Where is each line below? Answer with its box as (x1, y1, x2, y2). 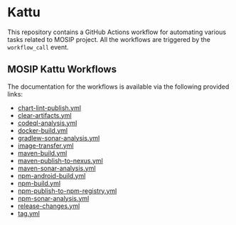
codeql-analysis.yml (17, 119, 77, 127)
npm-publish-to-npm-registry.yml (17, 186, 117, 195)
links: (7, 89, 23, 98)
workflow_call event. (7, 43, 69, 51)
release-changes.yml (17, 202, 80, 210)
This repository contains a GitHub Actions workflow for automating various (7, 28, 226, 36)
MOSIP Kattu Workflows (7, 63, 117, 75)
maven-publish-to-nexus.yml (17, 156, 103, 165)
